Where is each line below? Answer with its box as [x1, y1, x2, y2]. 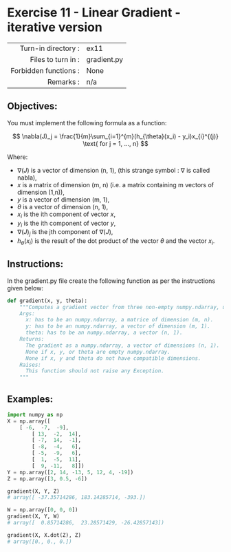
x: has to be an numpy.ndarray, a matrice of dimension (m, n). [25, 317, 214, 323]
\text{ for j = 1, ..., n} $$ [82, 139, 149, 147]
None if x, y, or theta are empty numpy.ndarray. [25, 348, 170, 355]
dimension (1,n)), [16, 188, 65, 196]
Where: [7, 153, 28, 161]
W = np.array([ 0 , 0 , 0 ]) [7, 507, 78, 513]
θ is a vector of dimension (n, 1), [16, 202, 109, 211]
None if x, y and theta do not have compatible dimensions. [25, 354, 201, 362]
